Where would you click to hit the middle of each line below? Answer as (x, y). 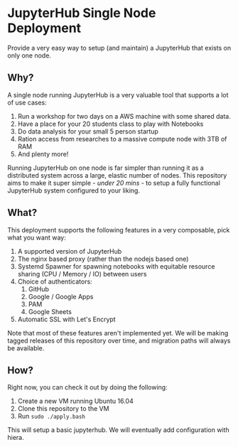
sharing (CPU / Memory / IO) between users (82, 274)
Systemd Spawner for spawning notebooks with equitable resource (116, 266)
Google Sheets (50, 311)
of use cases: (27, 102)
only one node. (29, 55)
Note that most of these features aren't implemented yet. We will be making (118, 333)
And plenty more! (43, 154)
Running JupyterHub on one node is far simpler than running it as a (106, 168)
